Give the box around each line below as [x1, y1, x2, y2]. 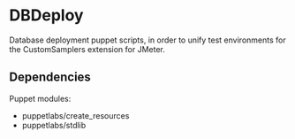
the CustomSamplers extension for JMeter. [9, 43, 166, 54]
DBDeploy [9, 5, 84, 26]
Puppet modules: [9, 93, 72, 104]
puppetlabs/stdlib [21, 120, 87, 130]
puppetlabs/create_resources [21, 110, 130, 120]
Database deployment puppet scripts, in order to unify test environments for [9, 35, 286, 45]
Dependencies [9, 70, 91, 85]
